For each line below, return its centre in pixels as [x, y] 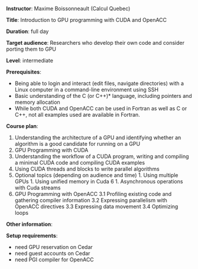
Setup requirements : [32, 236]
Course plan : [22, 126]
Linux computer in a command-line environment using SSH [86, 90]
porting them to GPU [31, 49]
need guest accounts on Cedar [52, 253]
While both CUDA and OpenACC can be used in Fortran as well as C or [101, 108]
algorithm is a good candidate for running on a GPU [77, 144]
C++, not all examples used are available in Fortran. [77, 115]
